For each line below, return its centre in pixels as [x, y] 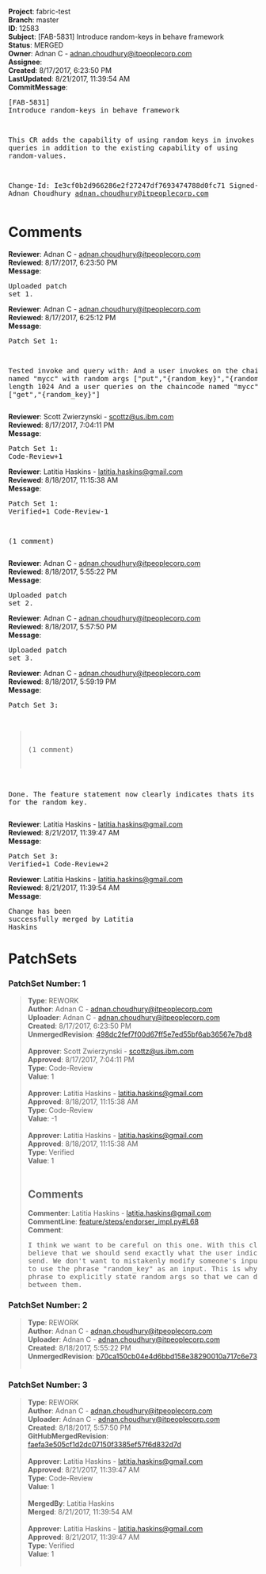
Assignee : [25, 62]
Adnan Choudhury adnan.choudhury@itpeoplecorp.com [108, 193]
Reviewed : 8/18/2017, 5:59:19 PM [62, 682]
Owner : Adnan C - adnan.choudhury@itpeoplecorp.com [100, 53]
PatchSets [43, 959]
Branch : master [34, 20]
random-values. [38, 156]
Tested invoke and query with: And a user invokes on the [123, 371]
